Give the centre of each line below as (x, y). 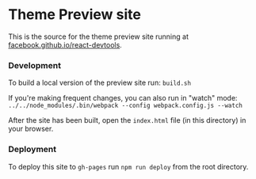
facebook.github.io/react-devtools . (65, 44)
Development (35, 65)
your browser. (31, 129)
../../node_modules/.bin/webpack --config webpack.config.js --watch (126, 106)
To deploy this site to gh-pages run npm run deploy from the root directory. (128, 166)
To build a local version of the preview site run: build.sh (100, 83)
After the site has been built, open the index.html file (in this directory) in (127, 120)
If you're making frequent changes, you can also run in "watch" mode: (123, 98)
